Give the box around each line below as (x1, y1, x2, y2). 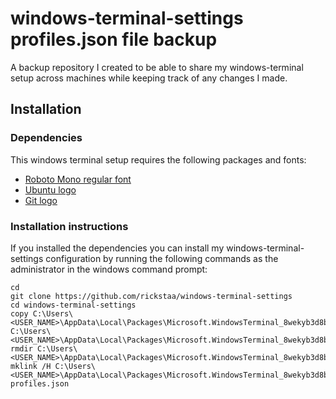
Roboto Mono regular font (24, 173, 132, 185)
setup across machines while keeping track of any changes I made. (10, 72, 288, 84)
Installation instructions (10, 219, 129, 233)
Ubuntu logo (24, 183, 77, 196)
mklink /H (10, 361, 52, 371)
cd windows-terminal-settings (10, 300, 137, 310)
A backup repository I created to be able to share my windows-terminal (10, 61, 304, 73)
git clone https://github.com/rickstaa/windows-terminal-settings (10, 291, 293, 301)
